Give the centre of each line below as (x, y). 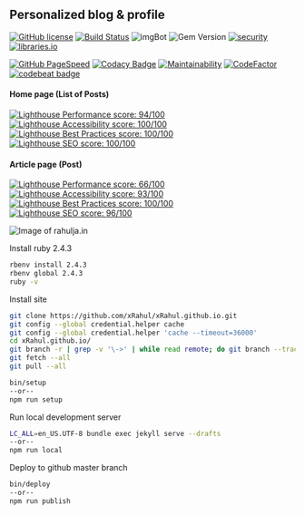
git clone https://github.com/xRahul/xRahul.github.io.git (123, 316)
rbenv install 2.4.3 (49, 265)
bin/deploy (30, 484)
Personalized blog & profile (87, 15)
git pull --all (38, 366)
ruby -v (24, 282)
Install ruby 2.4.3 (41, 248)
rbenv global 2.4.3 (46, 274)
